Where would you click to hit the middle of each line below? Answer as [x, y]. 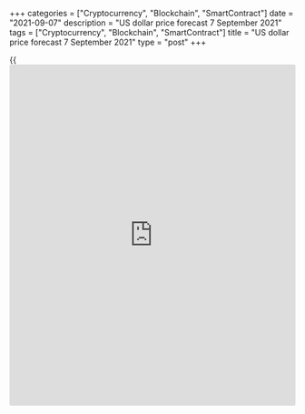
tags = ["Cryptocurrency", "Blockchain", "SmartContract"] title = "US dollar [149, 32]
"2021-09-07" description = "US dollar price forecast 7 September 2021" [146, 23]
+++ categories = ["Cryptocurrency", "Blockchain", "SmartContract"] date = [152, 13]
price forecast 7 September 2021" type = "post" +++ [108, 42]
